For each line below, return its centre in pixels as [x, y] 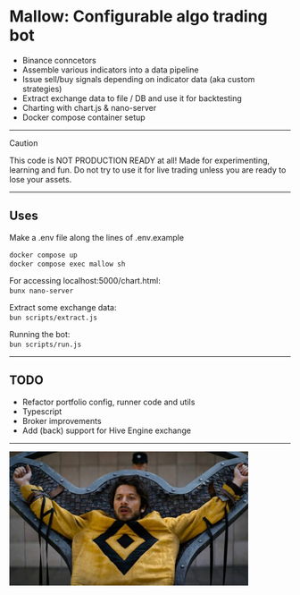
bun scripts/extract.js [54, 318]
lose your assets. [41, 179]
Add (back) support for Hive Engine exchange [107, 430]
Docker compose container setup [83, 117]
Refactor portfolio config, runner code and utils [108, 402]
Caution [24, 143]
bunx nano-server [42, 291]
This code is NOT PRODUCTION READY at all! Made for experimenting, [140, 160]
